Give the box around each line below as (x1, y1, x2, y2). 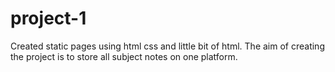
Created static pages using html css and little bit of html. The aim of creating (10, 40, 325, 52)
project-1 (10, 7, 87, 30)
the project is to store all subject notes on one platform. (10, 50, 238, 62)
